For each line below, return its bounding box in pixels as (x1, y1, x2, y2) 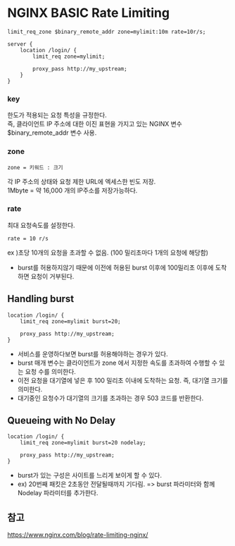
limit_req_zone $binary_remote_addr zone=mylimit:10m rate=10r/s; (7, 28, 206, 35)
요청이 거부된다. (30, 272, 75, 280)
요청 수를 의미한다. (25, 367, 76, 375)
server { (7, 40, 33, 47)
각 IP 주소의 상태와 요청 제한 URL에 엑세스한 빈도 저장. (7, 177, 156, 186)
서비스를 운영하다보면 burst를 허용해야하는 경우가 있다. (17, 349, 168, 358)
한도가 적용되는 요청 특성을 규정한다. (7, 111, 107, 119)
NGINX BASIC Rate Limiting (7, 5, 170, 21)
